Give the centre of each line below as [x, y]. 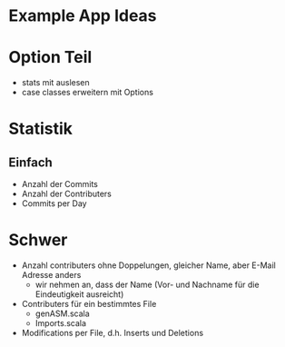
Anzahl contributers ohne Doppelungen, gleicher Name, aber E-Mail [148, 265]
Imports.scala [61, 323]
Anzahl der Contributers [67, 194]
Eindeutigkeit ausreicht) [79, 294]
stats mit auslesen [55, 83]
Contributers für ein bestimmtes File [89, 304]
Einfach [31, 162]
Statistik [41, 129]
